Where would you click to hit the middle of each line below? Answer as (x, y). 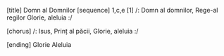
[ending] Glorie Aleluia (39, 44)
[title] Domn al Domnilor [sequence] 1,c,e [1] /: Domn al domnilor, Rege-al (112, 10)
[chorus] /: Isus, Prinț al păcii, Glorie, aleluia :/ (73, 31)
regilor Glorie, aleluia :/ (39, 17)
